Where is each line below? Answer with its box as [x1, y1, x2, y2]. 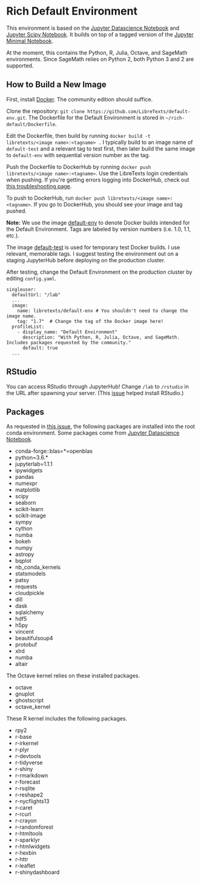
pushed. [6, 207, 27, 214]
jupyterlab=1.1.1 [15, 460, 53, 468]
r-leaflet [15, 862, 35, 869]
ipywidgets [15, 467, 43, 474]
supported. [6, 62, 34, 69]
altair [15, 660, 28, 668]
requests [15, 583, 38, 590]
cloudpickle [15, 589, 44, 597]
